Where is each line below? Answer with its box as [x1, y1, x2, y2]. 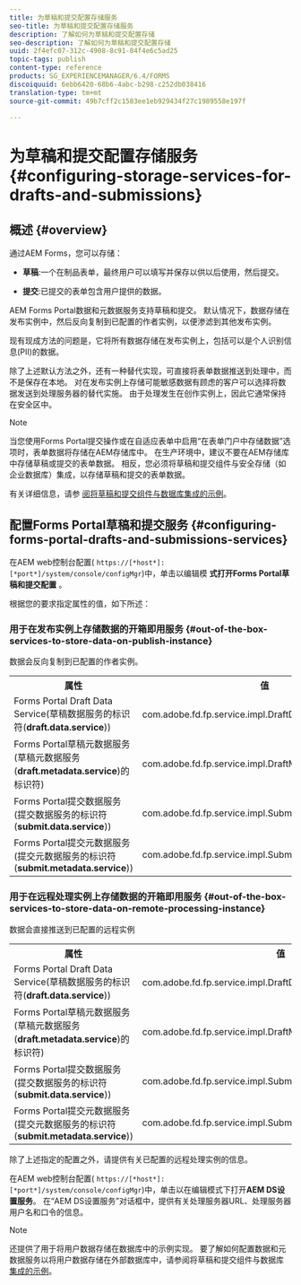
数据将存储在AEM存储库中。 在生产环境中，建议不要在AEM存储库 [47, 447, 289, 458]
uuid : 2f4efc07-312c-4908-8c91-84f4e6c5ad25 [9, 47, 178, 56]
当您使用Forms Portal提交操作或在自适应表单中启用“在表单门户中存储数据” [9, 436, 284, 447]
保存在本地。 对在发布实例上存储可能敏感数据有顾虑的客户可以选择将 [24, 377, 279, 388]
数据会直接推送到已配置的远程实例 [9, 923, 135, 934]
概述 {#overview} [9, 222, 107, 238]
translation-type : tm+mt [9, 88, 102, 97]
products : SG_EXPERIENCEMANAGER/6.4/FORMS [9, 72, 170, 81]
